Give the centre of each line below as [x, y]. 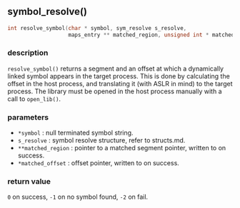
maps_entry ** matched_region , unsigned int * [139, 35]
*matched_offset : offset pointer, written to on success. [99, 163]
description [28, 53]
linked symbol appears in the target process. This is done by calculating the [119, 76]
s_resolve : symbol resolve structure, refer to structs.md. [101, 140]
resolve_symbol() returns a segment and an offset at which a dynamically [115, 68]
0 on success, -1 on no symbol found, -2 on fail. [78, 197]
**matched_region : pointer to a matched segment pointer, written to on [122, 148]
